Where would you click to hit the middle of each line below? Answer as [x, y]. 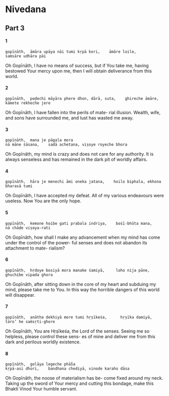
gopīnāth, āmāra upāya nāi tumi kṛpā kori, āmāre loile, [71, 52]
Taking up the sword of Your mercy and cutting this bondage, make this [79, 383]
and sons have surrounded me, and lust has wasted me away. [69, 118]
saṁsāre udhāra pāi [26, 56]
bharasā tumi [19, 186]
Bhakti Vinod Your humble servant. [41, 389]
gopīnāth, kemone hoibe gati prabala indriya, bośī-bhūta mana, [79, 223]
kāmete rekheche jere [28, 103]
